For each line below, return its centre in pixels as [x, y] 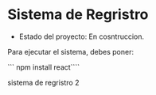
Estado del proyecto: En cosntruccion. [82, 36]
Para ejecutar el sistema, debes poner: [71, 51]
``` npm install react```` [44, 67]
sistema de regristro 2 [43, 82]
